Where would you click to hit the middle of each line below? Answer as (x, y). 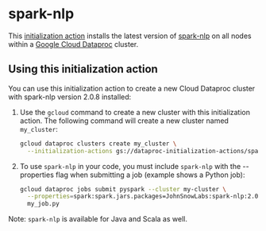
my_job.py (43, 204)
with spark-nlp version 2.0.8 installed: (70, 97)
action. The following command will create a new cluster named (124, 121)
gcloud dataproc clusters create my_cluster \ (98, 144)
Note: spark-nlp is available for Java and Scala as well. (98, 219)
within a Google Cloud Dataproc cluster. (73, 44)
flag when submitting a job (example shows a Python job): (150, 175)
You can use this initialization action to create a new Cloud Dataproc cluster (132, 88)
